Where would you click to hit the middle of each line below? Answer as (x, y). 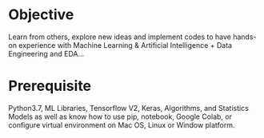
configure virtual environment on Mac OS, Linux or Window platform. (122, 124)
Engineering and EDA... (46, 53)
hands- (245, 37)
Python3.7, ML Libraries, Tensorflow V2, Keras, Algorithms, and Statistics (129, 108)
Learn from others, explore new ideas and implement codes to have (120, 37)
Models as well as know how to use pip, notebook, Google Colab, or (120, 116)
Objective (41, 15)
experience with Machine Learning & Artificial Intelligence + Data (126, 45)
